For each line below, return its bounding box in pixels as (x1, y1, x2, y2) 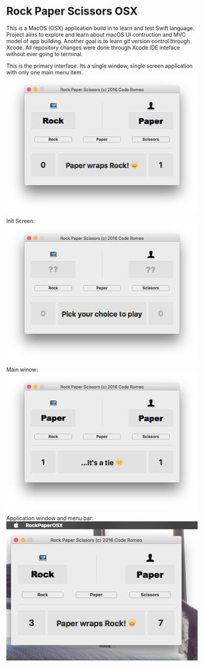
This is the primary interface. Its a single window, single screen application (6, 62, 193, 70)
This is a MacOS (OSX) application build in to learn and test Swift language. (6, 24, 195, 32)
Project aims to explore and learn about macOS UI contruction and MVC (6, 30, 186, 38)
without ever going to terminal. (6, 50, 83, 57)
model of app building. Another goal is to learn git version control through (6, 37, 190, 45)
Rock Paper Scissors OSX (6, 4, 138, 18)
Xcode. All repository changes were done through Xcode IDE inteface (6, 44, 180, 51)
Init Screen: (6, 217, 35, 224)
